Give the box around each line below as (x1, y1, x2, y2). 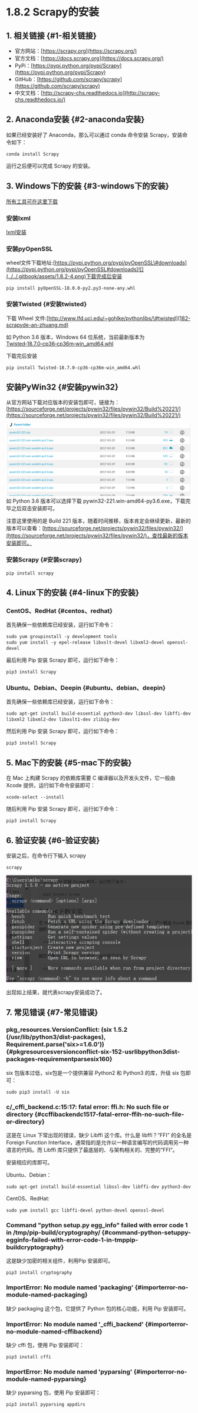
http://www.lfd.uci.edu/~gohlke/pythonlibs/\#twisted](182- (48, 315, 191, 322)
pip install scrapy (6, 570, 54, 576)
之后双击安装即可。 (11, 505, 58, 512)
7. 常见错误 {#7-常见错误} (6, 1008, 98, 1018)
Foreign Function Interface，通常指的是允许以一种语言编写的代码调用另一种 (6, 1138, 189, 1146)
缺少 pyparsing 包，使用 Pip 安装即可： (6, 1389, 101, 1397)
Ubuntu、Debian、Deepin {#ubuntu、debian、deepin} (6, 684, 166, 692)
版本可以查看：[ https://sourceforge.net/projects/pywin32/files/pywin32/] (6, 525, 184, 532)
